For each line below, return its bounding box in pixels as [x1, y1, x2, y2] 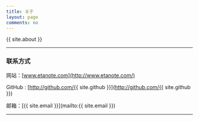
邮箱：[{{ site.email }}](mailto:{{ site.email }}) [6, 102, 115, 109]
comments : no [6, 19, 38, 25]
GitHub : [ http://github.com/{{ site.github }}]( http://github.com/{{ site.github [6, 83, 191, 90]
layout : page [6, 14, 38, 20]
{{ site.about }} [6, 36, 43, 43]
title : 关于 [6, 8, 34, 15]
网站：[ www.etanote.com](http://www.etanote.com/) [6, 71, 135, 79]
